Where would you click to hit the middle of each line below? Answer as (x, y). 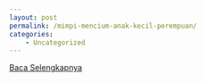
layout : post (33, 17)
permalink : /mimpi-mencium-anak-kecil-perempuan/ (103, 26)
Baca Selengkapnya (46, 68)
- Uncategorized (56, 42)
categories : (31, 34)
